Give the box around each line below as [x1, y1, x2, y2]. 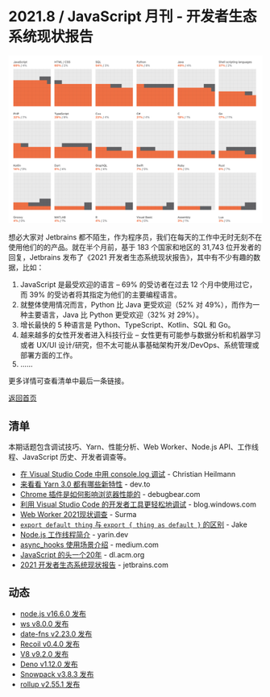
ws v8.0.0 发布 [19, 619, 69, 628]
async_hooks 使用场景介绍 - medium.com [19, 540, 160, 549]
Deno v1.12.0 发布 [19, 659, 78, 669]
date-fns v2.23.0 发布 [19, 628, 93, 638]
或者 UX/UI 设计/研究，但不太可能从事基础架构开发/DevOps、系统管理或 [19, 340, 260, 350]
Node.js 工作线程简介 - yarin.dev [19, 529, 129, 539]
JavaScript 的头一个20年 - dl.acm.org [19, 549, 145, 559]
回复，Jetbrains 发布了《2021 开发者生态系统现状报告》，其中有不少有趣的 [8, 253, 254, 262]
